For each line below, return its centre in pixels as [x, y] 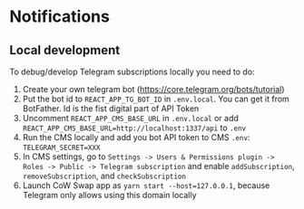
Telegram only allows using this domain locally [109, 195]
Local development [65, 50]
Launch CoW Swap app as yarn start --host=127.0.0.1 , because [146, 185]
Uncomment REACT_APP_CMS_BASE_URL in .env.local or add [130, 118]
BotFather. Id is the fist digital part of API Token [111, 109]
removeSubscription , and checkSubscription [104, 176]
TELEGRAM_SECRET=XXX [61, 147]
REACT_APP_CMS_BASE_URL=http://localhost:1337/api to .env [134, 128]
